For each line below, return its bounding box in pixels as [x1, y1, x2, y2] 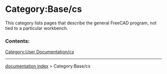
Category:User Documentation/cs [5, 49, 75, 55]
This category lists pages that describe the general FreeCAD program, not [5, 20, 157, 26]
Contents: [5, 37, 30, 44]
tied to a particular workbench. [5, 25, 69, 31]
